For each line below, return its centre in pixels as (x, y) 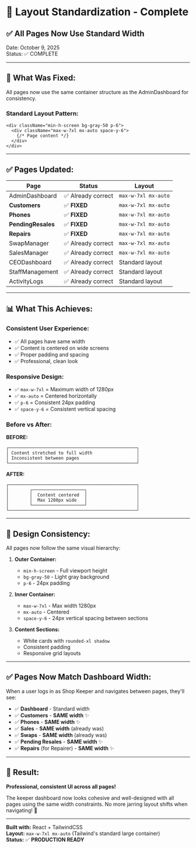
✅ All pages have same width (50, 341)
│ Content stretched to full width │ (73, 453)
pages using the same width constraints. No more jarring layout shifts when (97, 804)
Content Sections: (37, 630)
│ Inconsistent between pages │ (73, 459)
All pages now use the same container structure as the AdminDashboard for (97, 92)
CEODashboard (30, 262)
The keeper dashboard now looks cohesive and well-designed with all (90, 798)
